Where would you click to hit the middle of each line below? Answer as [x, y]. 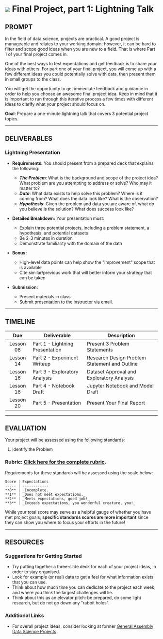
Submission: [25, 287]
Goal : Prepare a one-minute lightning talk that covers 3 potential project [77, 114]
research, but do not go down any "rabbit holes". [61, 603]
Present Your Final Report [116, 403]
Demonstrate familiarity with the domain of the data [71, 243]
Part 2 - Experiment [55, 358]
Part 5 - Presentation [57, 403]
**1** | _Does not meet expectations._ [45, 494]
